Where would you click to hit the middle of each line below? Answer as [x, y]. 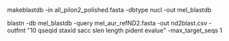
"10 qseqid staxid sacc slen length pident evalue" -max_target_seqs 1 [125, 30]
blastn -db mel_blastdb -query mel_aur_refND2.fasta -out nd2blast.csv [107, 23]
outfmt [16, 30]
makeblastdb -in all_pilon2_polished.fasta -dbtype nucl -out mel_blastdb [109, 10]
